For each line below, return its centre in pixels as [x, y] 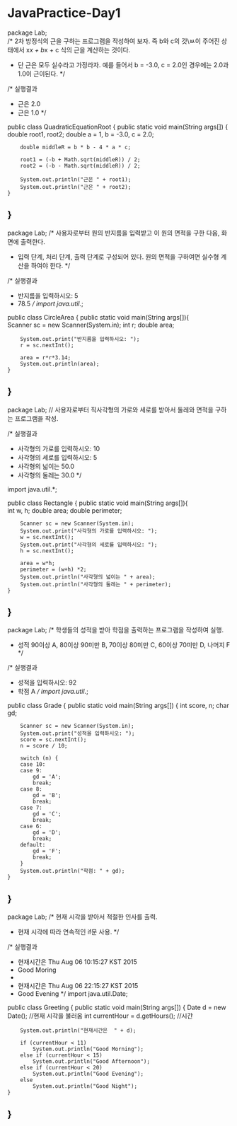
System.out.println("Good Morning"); [88, 1049]
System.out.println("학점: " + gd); [73, 871]
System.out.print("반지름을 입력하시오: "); [80, 339]
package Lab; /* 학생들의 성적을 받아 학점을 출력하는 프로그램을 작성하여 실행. [116, 630]
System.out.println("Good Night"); [85, 1086]
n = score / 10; [44, 746]
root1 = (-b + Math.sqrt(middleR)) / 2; [80, 159]
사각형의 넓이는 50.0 [46, 466]
